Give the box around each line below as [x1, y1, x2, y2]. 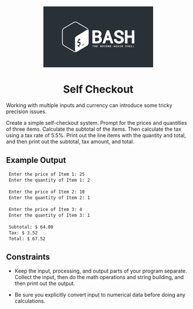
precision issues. [6, 108, 47, 115]
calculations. [14, 297, 46, 304]
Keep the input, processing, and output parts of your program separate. [14, 267, 187, 274]
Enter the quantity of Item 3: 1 [8, 212, 91, 219]
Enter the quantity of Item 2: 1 [8, 195, 91, 201]
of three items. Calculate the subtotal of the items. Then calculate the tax [6, 125, 182, 133]
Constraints [6, 252, 50, 262]
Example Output [6, 155, 66, 165]
